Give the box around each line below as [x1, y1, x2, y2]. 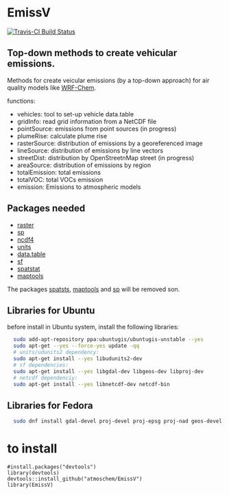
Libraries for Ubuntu [7, 305, 95, 316]
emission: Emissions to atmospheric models [16, 183, 141, 191]
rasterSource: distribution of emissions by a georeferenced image [16, 139, 204, 147]
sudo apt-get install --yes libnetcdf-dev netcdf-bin [13, 381, 170, 388]
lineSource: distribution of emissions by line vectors [16, 146, 163, 155]
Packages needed [7, 203, 86, 214]
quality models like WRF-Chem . [7, 84, 97, 92]
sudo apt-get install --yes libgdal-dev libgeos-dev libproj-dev [13, 368, 204, 375]
